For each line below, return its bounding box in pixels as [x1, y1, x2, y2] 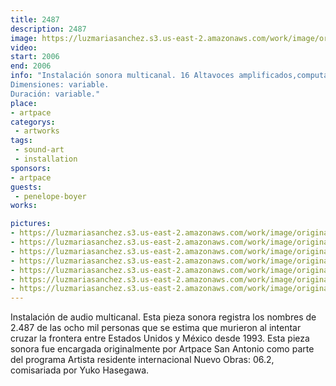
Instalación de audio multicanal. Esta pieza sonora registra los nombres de [10, 311, 317, 323]
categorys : [10, 117, 56, 127]
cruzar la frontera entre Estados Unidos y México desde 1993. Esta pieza [10, 332, 310, 345]
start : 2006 [10, 52, 60, 62]
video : [10, 42, 38, 53]
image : [10, 33, 38, 43]
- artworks [14, 126, 60, 136]
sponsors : [10, 163, 52, 173]
